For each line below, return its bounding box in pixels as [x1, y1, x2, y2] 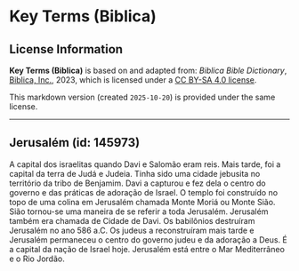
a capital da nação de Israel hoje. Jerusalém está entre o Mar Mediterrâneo [9, 243, 285, 254]
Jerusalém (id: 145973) [9, 135, 141, 150]
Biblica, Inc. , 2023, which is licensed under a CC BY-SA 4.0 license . [9, 75, 257, 85]
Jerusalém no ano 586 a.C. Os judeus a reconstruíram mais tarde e [9, 225, 255, 235]
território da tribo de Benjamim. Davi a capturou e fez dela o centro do [9, 178, 266, 188]
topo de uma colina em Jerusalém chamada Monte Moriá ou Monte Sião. [9, 196, 276, 207]
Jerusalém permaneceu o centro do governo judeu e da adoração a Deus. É [9, 234, 287, 245]
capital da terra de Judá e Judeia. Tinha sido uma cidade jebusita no [9, 168, 261, 179]
